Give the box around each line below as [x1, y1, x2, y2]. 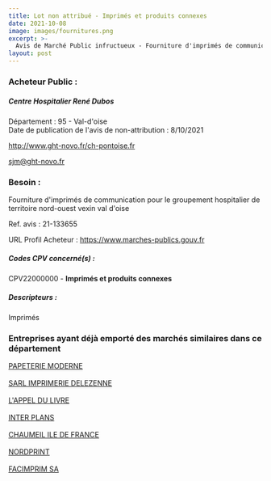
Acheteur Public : [8, 76, 78, 87]
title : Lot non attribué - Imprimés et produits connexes [8, 11, 207, 20]
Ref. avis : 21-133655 [8, 219, 78, 229]
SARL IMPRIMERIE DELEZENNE [8, 378, 113, 388]
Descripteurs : [8, 292, 58, 302]
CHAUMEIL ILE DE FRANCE [8, 430, 99, 440]
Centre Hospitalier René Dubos [8, 96, 115, 106]
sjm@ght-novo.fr [8, 156, 65, 166]
